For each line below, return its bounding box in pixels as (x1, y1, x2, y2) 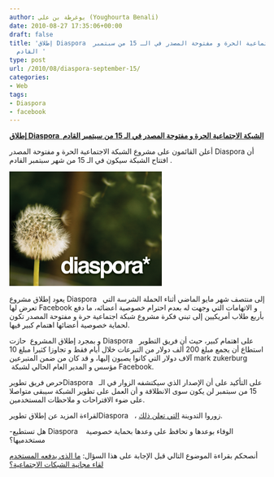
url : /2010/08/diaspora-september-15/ (9, 65, 141, 73)
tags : (9, 90, 28, 98)
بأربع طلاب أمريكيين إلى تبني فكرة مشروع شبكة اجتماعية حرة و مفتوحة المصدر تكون (9, 312, 264, 322)
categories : (9, 73, 50, 81)
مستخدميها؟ (9, 435, 46, 445)
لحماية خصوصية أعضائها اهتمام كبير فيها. (9, 320, 130, 330)
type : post (9, 56, 46, 64)
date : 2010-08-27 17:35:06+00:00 (9, 21, 123, 30)
